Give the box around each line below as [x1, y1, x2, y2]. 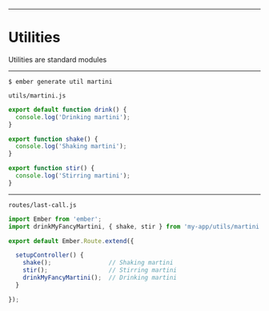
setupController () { [15, 251, 84, 260]
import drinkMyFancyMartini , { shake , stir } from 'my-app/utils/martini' [8, 222, 263, 230]
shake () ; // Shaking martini [22, 259, 174, 267]
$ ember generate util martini [8, 78, 113, 86]
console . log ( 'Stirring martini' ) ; [15, 172, 130, 180]
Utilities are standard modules [8, 54, 107, 64]
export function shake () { [8, 135, 98, 143]
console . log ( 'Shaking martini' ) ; [15, 142, 127, 150]
